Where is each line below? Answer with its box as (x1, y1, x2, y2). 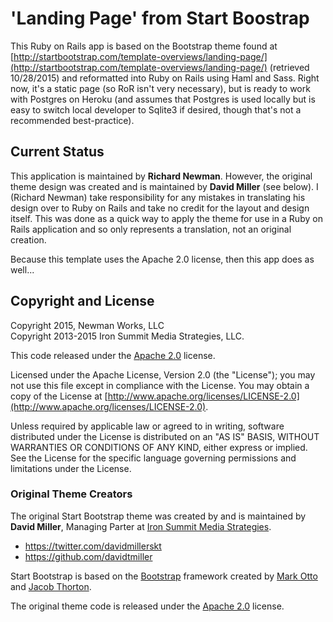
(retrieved (269, 61, 310, 73)
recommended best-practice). (10, 114, 135, 126)
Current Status (10, 143, 105, 161)
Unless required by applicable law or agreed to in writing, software (10, 420, 285, 432)
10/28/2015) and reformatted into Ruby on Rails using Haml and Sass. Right (10, 72, 320, 84)
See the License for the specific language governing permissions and (10, 452, 297, 464)
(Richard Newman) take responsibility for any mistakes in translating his (10, 191, 306, 203)
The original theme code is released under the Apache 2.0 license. (10, 600, 285, 612)
